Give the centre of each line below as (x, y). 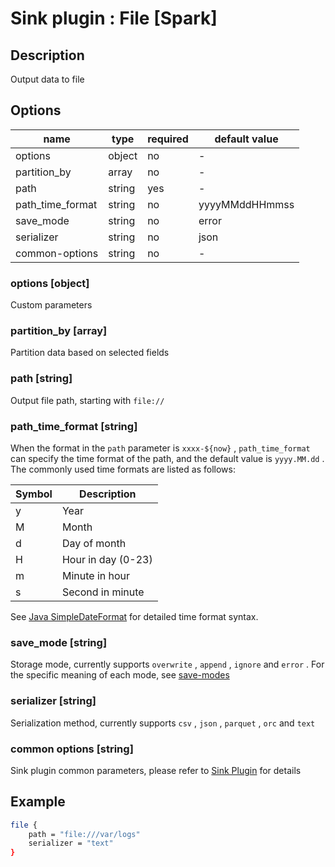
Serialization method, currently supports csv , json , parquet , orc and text (163, 723)
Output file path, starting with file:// (87, 400)
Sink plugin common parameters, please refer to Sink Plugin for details (156, 770)
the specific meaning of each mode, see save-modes (120, 675)
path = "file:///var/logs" (84, 834)
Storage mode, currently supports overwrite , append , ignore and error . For (167, 664)
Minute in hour (96, 575)
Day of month (94, 543)
